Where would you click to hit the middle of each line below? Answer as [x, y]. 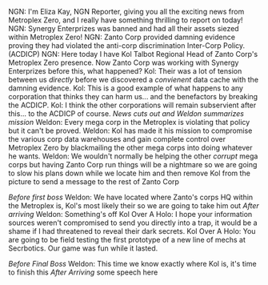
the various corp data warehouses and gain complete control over [117, 139]
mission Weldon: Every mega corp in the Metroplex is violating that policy [129, 122]
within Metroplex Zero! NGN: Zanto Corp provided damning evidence [122, 37]
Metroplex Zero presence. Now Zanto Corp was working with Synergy [124, 62]
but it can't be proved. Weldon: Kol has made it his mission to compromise [130, 130]
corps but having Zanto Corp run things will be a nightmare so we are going [133, 165]
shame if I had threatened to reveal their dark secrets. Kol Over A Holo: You [132, 231]
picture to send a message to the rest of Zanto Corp [94, 182]
